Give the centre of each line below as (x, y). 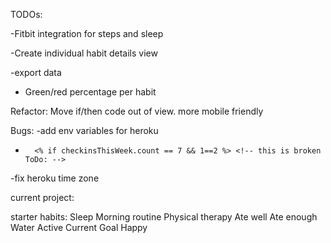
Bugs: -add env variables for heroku (84, 130)
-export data (36, 72)
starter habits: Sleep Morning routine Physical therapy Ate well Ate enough (164, 217)
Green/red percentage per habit (90, 92)
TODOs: (26, 14)
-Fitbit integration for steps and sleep (87, 33)
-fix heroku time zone (55, 178)
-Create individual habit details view (84, 53)
